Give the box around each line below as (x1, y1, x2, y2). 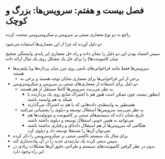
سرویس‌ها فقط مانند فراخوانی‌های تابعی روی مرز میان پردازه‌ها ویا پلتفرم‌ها (12, 65, 149, 71)
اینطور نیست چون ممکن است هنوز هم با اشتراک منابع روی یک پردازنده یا (27, 91, 160, 97)
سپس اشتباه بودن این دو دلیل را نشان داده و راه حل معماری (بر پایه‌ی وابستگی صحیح (5, 50, 160, 56)
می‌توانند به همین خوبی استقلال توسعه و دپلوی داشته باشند (27, 117, 134, 123)
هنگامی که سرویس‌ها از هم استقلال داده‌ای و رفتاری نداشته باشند (27, 122, 146, 128)
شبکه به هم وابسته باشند (27, 96, 73, 102)
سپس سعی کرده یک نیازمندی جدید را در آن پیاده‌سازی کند (12, 137, 117, 144)
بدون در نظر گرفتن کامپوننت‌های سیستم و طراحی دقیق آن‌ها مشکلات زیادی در (12, 143, 155, 149)
